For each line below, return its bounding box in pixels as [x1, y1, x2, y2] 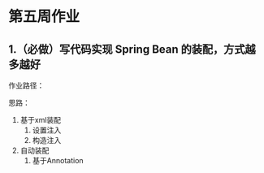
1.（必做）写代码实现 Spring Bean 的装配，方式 [8, 42, 245, 56]
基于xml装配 [19, 115, 62, 124]
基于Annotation [32, 156, 84, 165]
